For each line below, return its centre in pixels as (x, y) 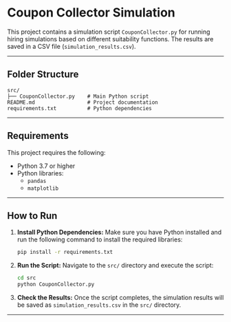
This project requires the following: (56, 152)
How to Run (32, 216)
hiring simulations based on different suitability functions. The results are (110, 39)
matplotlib (43, 188)
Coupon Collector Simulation (91, 13)
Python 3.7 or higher (46, 166)
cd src (26, 278)
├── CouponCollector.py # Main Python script (78, 96)
